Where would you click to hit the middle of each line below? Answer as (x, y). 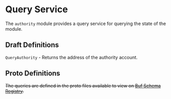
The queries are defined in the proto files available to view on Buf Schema (83, 86)
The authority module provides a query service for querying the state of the (86, 23)
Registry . (15, 91)
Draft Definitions (32, 45)
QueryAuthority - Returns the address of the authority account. (71, 57)
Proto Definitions (33, 73)
